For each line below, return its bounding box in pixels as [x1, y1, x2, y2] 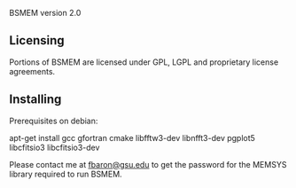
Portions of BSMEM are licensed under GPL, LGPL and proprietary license [9, 57, 279, 67]
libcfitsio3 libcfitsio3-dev [9, 142, 100, 153]
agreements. [9, 66, 56, 76]
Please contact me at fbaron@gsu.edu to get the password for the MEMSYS [9, 159, 287, 169]
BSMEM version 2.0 [9, 8, 82, 18]
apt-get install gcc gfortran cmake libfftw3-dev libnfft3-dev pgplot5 [9, 132, 255, 143]
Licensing [9, 33, 65, 48]
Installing [9, 92, 62, 107]
